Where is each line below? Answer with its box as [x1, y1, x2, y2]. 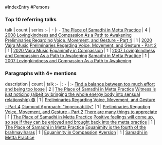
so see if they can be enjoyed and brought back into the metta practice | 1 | [5, 119, 156, 125]
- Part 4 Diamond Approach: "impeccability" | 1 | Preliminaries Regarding [5, 103, 151, 109]
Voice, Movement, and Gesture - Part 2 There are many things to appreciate [5, 109, 157, 115]
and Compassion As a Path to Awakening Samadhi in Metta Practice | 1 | [5, 53, 149, 58]
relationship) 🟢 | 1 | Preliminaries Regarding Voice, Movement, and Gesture [5, 97, 156, 102]
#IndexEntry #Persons [5, 4, 50, 10]
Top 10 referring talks [5, 16, 57, 23]
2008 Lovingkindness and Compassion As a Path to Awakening [5, 32, 132, 38]
